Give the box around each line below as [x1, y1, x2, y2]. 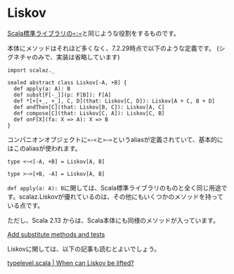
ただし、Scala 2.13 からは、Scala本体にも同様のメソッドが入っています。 [7, 216, 219, 224]
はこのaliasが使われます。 [7, 144, 82, 152]
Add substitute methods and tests [7, 230, 105, 238]
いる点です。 [7, 201, 44, 209]
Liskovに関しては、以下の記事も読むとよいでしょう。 [7, 244, 161, 253]
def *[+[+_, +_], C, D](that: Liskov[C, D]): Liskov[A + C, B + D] [13, 97, 216, 105]
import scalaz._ [7, 67, 55, 74]
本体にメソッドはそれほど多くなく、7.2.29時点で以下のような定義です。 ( [7, 44, 219, 52]
